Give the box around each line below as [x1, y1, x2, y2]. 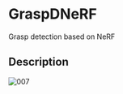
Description [8, 55, 69, 69]
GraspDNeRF [8, 5, 97, 23]
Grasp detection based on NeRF [8, 32, 116, 41]
